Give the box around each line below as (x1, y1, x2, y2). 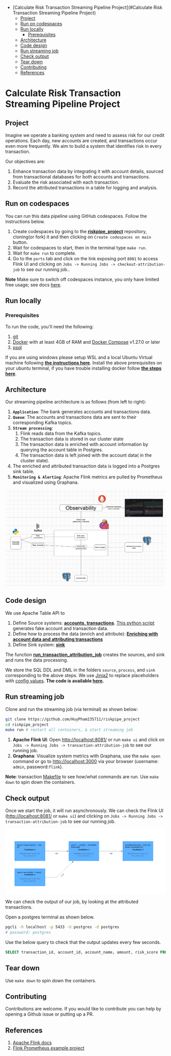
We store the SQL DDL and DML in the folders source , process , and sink (5, 667, 156, 673)
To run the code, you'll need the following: (5, 323, 94, 329)
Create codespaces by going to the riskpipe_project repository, (12, 228, 147, 234)
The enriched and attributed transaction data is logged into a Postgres (12, 463, 160, 469)
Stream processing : (12, 425, 53, 431)
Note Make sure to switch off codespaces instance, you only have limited (5, 276, 159, 282)
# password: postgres (5, 930, 51, 935)
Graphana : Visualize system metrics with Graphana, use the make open (12, 753, 161, 759)
